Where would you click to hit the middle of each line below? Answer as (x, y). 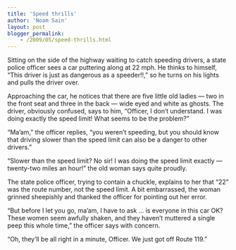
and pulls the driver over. (43, 82)
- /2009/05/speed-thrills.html (66, 40)
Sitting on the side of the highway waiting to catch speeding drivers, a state (117, 60)
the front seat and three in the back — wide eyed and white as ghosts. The (116, 104)
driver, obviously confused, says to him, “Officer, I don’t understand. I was (115, 111)
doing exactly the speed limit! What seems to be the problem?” (98, 119)
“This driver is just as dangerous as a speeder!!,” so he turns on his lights (113, 75)
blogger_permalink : (36, 33)
